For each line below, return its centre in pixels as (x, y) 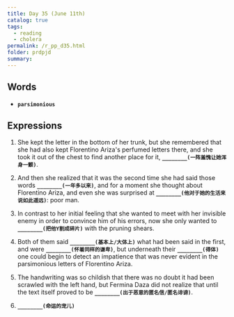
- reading (28, 33)
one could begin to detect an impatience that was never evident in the (117, 257)
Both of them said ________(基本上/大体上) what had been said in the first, (122, 242)
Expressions (35, 125)
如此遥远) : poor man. (51, 200)
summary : (20, 59)
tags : (15, 26)
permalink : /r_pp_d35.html (46, 46)
